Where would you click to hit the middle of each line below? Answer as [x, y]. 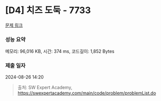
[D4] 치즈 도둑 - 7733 [48, 10]
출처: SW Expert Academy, [45, 87]
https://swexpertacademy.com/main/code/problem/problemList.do [87, 93]
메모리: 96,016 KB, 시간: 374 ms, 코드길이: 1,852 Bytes [60, 51]
